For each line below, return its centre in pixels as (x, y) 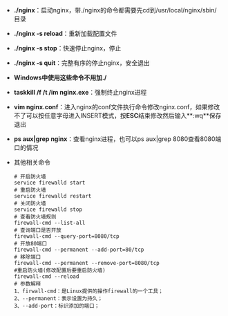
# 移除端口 (27, 257)
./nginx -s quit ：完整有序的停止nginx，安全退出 (82, 63)
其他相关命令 (32, 162)
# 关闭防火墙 (30, 203)
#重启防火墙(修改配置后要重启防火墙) (59, 270)
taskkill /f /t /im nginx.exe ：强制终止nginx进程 (80, 92)
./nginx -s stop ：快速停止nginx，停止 (67, 48)
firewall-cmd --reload (46, 277)
